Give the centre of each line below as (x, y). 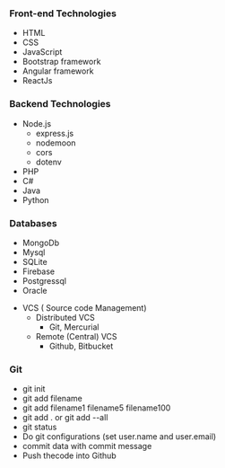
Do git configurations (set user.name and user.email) (119, 437)
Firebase (39, 271)
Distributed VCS (65, 317)
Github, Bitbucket (81, 346)
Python (35, 199)
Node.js (37, 123)
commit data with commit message (87, 446)
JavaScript (42, 52)
